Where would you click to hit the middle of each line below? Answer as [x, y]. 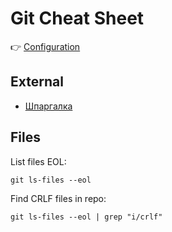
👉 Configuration [45, 46]
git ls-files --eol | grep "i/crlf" [86, 217]
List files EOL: [38, 161]
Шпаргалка [48, 106]
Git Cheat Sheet [77, 18]
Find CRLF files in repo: [58, 198]
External [37, 82]
